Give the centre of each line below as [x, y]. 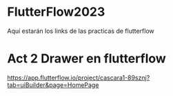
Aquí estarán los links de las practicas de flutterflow [81, 31]
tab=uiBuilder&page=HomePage [53, 85]
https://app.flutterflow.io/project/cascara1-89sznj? [79, 77]
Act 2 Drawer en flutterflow [87, 59]
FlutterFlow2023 [56, 12]
